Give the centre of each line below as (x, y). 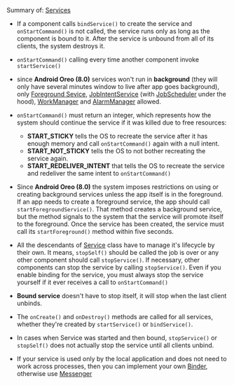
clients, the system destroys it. (61, 46)
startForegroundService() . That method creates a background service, (119, 209)
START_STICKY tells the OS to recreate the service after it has (117, 136)
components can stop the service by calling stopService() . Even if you (119, 267)
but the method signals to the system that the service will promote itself (120, 217)
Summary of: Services (39, 10)
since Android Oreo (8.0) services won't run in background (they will (117, 79)
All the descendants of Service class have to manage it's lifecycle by (116, 245)
